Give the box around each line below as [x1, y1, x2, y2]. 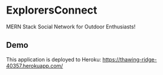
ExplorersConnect [6, 4, 97, 17]
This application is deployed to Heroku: [6, 56, 102, 63]
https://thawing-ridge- [102, 56, 157, 63]
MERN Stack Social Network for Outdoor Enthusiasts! [6, 23, 136, 30]
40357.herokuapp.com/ [6, 62, 63, 69]
